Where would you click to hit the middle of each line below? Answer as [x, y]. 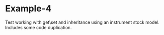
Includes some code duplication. [39, 27]
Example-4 [28, 9]
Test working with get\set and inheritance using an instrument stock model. [82, 22]
